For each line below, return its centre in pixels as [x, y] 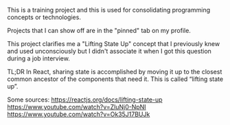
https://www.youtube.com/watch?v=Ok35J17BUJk [79, 114]
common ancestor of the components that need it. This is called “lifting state [115, 79]
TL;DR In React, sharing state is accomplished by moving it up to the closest [115, 72]
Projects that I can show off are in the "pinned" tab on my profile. [99, 31]
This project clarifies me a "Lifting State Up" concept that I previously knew [114, 44]
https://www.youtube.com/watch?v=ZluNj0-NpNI [77, 107]
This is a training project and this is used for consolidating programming [109, 10]
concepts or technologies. [44, 17]
